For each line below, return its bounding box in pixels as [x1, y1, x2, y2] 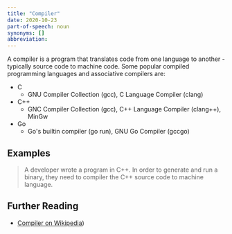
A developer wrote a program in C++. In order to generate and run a [24, 165, 218, 174]
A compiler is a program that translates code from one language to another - [7, 55, 225, 63]
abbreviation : [7, 36, 48, 43]
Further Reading [7, 200, 79, 212]
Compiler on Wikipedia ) [17, 219, 84, 227]
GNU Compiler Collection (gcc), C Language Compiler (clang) [27, 91, 204, 99]
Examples [7, 147, 51, 159]
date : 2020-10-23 [7, 17, 57, 24]
